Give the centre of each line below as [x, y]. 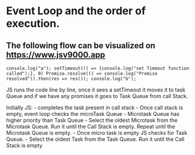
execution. [33, 23]
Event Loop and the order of [76, 11]
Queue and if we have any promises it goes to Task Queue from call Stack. [97, 96]
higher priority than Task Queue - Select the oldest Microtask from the [92, 120]
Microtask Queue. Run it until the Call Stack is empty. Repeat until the [91, 126]
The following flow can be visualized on [81, 45]
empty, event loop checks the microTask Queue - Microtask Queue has [93, 114]
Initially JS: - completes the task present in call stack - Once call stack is [95, 107]
